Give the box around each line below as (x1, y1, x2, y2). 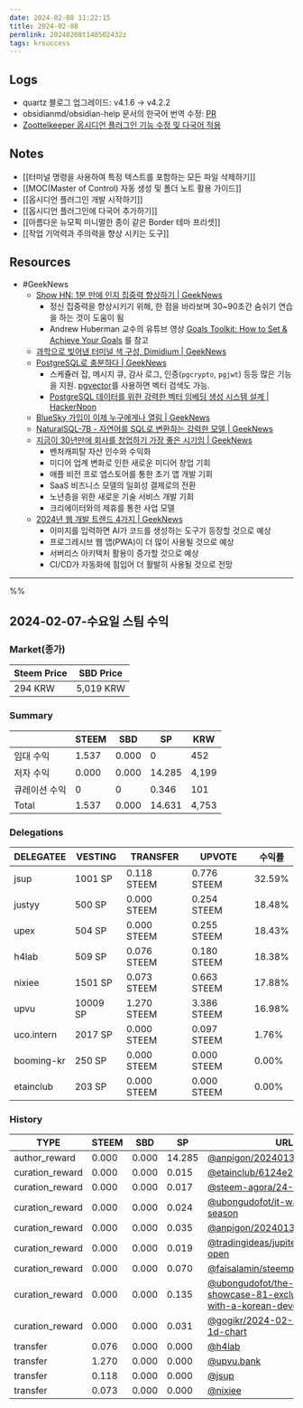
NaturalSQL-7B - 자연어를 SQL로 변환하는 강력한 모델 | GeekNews (35, 423, 273, 434)
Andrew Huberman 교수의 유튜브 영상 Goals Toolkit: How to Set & (49, 323, 289, 334)
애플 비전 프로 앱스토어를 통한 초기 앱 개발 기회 (49, 468, 214, 479)
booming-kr (14, 1054, 66, 1066)
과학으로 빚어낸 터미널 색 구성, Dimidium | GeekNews (35, 345, 227, 357)
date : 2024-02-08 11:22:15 (9, 13, 111, 23)
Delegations (9, 826, 64, 839)
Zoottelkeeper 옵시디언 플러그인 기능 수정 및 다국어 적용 (22, 119, 222, 131)
